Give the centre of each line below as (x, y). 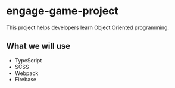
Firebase (26, 79)
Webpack (26, 73)
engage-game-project (62, 11)
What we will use (38, 46)
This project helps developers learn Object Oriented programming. (88, 27)
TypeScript (28, 60)
